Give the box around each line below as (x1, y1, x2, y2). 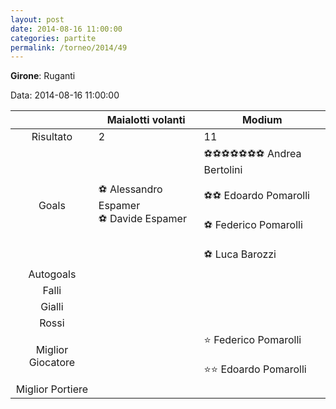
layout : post (10, 14, 65, 25)
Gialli (40, 300, 64, 314)
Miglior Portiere (15, 382, 89, 396)
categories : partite (10, 33, 97, 43)
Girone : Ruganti (10, 70, 76, 82)
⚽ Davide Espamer (98, 212, 187, 226)
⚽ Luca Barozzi (203, 247, 277, 261)
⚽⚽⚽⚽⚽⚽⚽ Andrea (203, 147, 302, 161)
